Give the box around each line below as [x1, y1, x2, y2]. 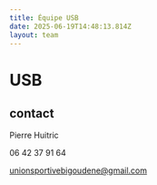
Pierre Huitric [9, 129, 59, 141]
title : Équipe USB [9, 13, 79, 23]
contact [9, 106, 54, 121]
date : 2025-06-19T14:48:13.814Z [9, 22, 132, 31]
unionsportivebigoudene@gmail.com [9, 165, 148, 176]
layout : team [9, 30, 59, 39]
